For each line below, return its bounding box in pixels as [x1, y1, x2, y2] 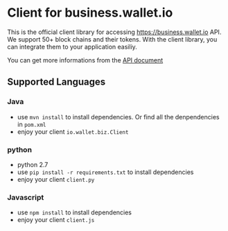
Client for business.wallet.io [7, 5, 173, 21]
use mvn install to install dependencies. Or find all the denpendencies [17, 112, 220, 121]
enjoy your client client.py [17, 175, 95, 183]
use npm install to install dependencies [17, 208, 132, 216]
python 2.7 [17, 160, 49, 169]
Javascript [7, 192, 44, 202]
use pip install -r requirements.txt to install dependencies [17, 168, 194, 176]
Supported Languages [7, 76, 106, 88]
